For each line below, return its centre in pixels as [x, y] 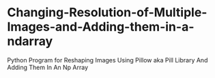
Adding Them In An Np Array [48, 67]
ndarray [30, 41]
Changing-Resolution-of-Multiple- [107, 13]
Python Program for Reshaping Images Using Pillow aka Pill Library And [107, 60]
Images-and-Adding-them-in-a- [101, 27]
